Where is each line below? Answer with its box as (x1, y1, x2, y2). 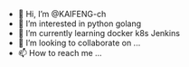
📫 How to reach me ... (17, 48, 102, 58)
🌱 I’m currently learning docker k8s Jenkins (17, 28, 181, 38)
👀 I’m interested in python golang (17, 18, 142, 29)
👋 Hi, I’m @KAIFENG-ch (17, 9, 107, 19)
